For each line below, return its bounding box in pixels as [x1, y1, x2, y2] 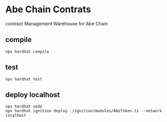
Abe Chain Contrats [5, 4, 91, 15]
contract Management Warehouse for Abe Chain [5, 21, 108, 27]
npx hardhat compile [5, 49, 50, 54]
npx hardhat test [5, 76, 43, 82]
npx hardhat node [5, 104, 43, 109]
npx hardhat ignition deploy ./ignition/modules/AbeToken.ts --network [5, 109, 162, 114]
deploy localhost [5, 90, 60, 99]
